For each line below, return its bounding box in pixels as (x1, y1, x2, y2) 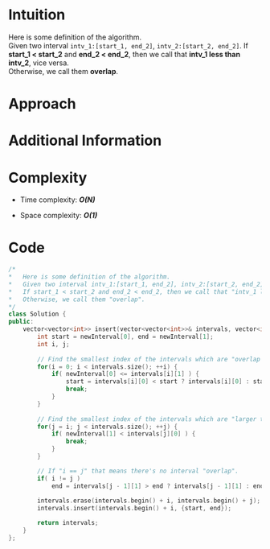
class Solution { (8, 310, 67, 319)
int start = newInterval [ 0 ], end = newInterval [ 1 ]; (37, 332, 215, 341)
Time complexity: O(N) (19, 195, 96, 204)
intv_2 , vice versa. (8, 58, 70, 68)
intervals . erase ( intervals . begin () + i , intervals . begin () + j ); (37, 497, 261, 505)
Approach (8, 95, 76, 114)
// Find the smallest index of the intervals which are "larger (37, 415, 257, 423)
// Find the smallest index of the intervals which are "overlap (37, 355, 261, 363)
